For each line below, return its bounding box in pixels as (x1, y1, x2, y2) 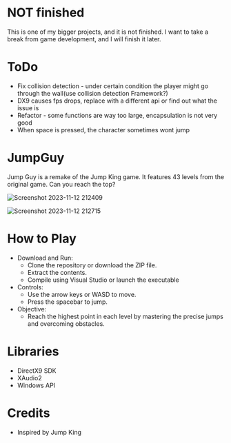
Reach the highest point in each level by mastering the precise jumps (27, 312, 224, 320)
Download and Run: (17, 254, 74, 262)
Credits (7, 405, 50, 421)
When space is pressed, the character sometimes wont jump (17, 125, 190, 134)
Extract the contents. (27, 268, 88, 276)
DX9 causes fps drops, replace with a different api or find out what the (17, 96, 217, 105)
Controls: (17, 282, 43, 291)
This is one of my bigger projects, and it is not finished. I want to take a (7, 28, 209, 36)
